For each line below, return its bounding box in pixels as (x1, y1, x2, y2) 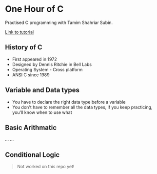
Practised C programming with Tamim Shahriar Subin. (5, 20, 113, 25)
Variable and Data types (5, 86, 79, 94)
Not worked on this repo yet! (17, 164, 75, 170)
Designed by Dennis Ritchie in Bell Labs (12, 61, 92, 67)
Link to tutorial (5, 29, 34, 35)
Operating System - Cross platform (12, 66, 83, 72)
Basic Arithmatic (5, 123, 57, 131)
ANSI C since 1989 (12, 72, 50, 78)
